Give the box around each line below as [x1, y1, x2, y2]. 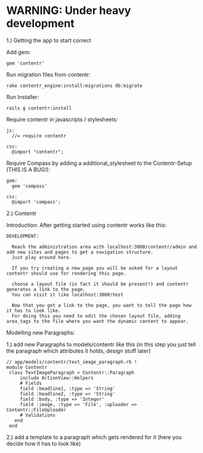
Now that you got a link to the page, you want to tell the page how [12, 302, 191, 308]
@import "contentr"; [12, 148, 64, 155]
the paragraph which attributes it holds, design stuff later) [6, 347, 151, 354]
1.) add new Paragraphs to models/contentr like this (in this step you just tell [6, 341, 196, 348]
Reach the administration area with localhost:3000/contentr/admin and [12, 244, 198, 250]
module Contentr [6, 364, 47, 370]
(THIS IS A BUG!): [6, 165, 50, 173]
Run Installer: [6, 93, 40, 100]
